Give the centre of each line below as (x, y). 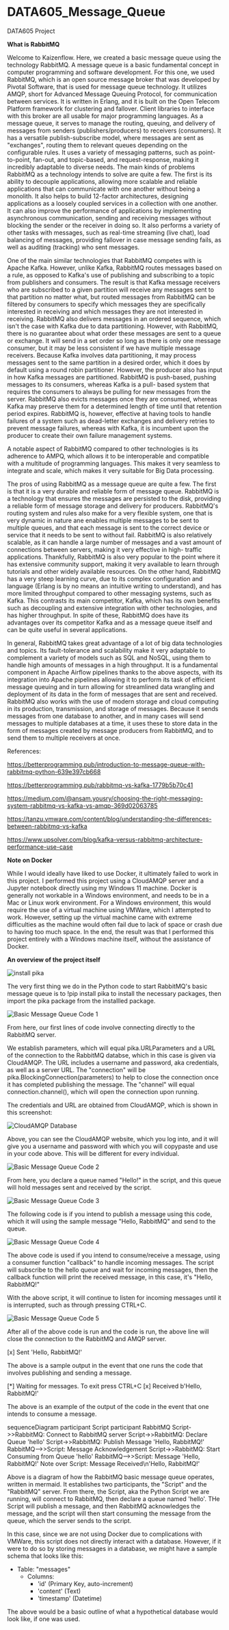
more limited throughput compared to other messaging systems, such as (109, 593)
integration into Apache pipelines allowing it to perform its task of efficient (111, 679)
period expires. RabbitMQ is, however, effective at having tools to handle (109, 413)
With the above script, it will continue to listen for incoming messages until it (114, 1297)
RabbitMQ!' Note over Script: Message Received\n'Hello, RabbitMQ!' (104, 1463)
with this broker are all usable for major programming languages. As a (105, 116)
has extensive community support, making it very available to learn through (113, 564)
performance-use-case (40, 847)
